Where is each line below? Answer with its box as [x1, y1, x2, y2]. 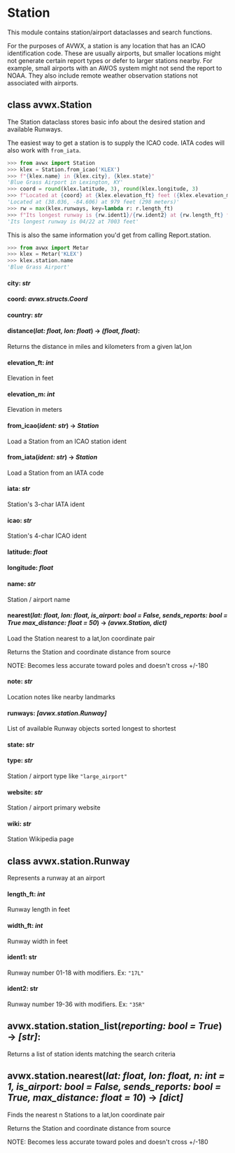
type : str [7, 757, 33, 765]
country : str [7, 310, 43, 319]
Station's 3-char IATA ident [7, 500, 85, 508]
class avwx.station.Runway [7, 855, 131, 867]
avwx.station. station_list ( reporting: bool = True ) [7, 1020, 222, 1032]
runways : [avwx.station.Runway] [7, 708, 107, 717]
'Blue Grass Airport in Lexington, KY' [7, 179, 124, 186]
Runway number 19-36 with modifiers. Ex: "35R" [7, 1000, 145, 1008]
